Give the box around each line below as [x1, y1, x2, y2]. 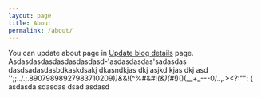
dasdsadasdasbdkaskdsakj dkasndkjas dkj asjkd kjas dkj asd [8, 65, 208, 75]
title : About [8, 19, 52, 27]
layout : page [8, 11, 52, 20]
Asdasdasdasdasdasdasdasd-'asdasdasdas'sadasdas [8, 57, 187, 66]
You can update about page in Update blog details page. [8, 49, 194, 58]
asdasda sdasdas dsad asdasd [8, 82, 110, 92]
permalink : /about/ [8, 26, 73, 34]
